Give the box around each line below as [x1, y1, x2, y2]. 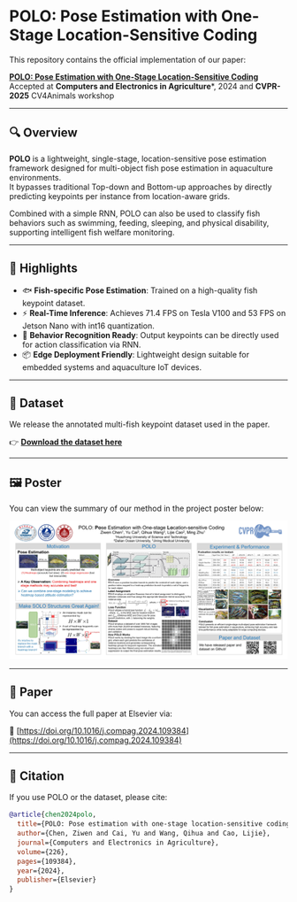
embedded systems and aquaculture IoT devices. [21, 361, 202, 373]
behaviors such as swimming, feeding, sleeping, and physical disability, [9, 217, 270, 227]
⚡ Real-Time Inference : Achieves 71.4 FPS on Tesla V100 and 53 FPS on [21, 307, 286, 318]
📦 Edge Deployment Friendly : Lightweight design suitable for [21, 349, 250, 359]
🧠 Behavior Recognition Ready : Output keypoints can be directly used [21, 329, 279, 340]
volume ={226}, [17, 847, 69, 856]
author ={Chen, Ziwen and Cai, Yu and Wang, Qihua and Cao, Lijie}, [17, 829, 271, 838]
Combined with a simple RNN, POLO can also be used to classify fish [9, 208, 261, 219]
